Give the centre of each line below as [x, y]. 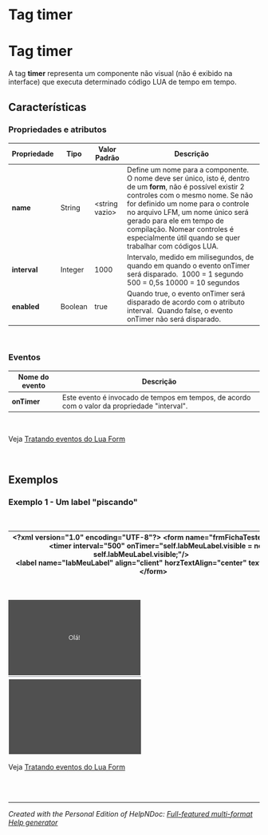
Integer [72, 270]
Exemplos [33, 480]
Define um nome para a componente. [188, 169]
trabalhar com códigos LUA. [173, 246]
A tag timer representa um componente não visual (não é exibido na [120, 74]
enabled [26, 306]
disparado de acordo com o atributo [186, 302]
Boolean [74, 306]
